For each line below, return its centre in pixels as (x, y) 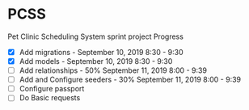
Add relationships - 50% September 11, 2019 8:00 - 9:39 (113, 70)
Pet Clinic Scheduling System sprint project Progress (95, 36)
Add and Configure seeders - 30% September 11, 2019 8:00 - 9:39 (130, 80)
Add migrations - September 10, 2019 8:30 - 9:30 (101, 52)
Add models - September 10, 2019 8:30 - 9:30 (96, 61)
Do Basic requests (50, 98)
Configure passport (52, 89)
